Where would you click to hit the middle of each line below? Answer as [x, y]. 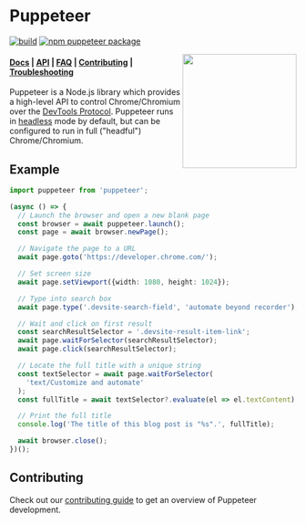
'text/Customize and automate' [85, 383]
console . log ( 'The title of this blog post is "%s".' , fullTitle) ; [146, 424]
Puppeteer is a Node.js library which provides [95, 92]
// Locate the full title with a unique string [110, 366]
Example [35, 169]
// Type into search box [65, 299]
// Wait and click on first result [85, 324]
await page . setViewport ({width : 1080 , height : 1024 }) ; [124, 282]
